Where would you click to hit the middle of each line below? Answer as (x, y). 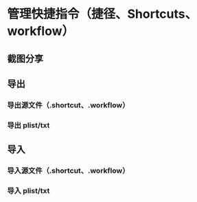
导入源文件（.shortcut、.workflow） (68, 171)
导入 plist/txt (28, 191)
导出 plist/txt (28, 125)
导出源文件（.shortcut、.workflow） (68, 105)
